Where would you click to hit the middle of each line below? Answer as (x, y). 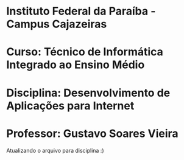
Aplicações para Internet (70, 106)
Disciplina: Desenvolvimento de (88, 93)
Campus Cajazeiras (57, 24)
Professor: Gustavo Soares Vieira (92, 134)
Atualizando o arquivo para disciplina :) (55, 150)
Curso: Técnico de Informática (85, 52)
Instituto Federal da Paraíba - (81, 11)
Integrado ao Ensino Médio (76, 65)
